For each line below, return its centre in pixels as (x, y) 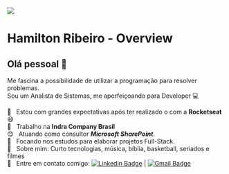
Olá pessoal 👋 (37, 64)
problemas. (23, 88)
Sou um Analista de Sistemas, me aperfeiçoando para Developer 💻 (103, 96)
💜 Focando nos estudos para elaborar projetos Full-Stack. (91, 141)
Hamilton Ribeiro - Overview (90, 38)
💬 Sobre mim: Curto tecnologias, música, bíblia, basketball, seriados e (108, 149)
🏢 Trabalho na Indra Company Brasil (61, 127)
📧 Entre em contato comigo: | (77, 163)
